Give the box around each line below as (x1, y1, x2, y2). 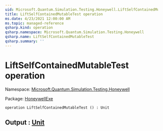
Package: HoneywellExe (5, 95, 53, 101)
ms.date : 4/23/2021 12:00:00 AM (5, 16, 70, 21)
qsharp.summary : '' (5, 39, 45, 44)
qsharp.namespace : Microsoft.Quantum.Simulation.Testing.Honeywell (5, 30, 145, 35)
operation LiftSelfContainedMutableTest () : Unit (5, 105, 110, 110)
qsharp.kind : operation (5, 25, 53, 30)
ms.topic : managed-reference (5, 20, 64, 26)
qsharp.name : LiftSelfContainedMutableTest (5, 35, 95, 39)
